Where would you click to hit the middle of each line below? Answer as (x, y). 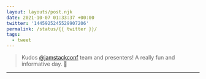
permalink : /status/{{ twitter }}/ (52, 29)
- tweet (22, 40)
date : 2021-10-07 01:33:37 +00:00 (51, 18)
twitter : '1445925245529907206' (48, 23)
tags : (13, 35)
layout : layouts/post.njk (39, 12)
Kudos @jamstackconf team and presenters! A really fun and (98, 57)
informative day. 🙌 (44, 64)
